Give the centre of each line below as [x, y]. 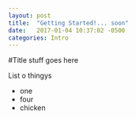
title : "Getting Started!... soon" [68, 23]
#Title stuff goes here [43, 60]
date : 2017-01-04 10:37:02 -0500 [67, 30]
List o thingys [30, 75]
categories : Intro [38, 38]
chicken [32, 108]
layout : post [30, 15]
